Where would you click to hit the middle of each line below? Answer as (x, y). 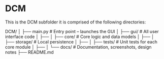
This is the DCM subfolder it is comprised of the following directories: (76, 22)
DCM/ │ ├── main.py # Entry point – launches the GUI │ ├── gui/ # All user (82, 31)
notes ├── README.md (30, 52)
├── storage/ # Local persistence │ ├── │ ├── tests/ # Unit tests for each (81, 41)
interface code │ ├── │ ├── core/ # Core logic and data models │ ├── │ (80, 37)
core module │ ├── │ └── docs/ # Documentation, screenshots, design (78, 47)
